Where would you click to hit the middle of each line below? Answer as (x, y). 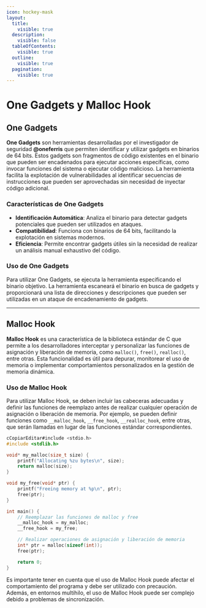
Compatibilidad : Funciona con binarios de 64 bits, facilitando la (96, 230)
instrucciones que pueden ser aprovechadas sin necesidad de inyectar (96, 182)
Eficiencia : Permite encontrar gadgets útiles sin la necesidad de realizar (106, 244)
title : (20, 23)
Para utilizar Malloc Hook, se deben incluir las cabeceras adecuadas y (95, 400)
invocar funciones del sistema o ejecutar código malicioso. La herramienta (100, 169)
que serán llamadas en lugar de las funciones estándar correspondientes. (99, 427)
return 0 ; (30, 562)
